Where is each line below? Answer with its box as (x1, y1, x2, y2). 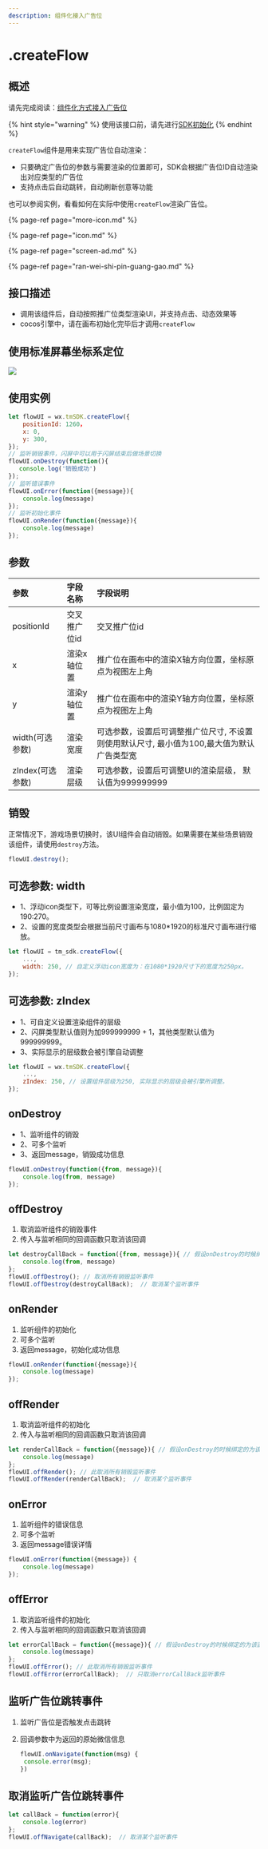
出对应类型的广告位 (19, 172, 84, 181)
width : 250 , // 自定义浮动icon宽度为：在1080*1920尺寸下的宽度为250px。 (22, 963, 247, 971)
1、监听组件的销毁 (19, 1129, 80, 1139)
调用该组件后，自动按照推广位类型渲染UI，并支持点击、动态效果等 (19, 309, 237, 319)
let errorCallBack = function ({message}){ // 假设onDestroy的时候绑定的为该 (8, 1640, 258, 1648)
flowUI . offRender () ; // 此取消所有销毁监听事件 (8, 1468, 156, 1476)
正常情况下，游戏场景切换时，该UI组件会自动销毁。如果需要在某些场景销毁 (8, 829, 254, 839)
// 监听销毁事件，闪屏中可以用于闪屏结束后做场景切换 (8, 450, 162, 458)
